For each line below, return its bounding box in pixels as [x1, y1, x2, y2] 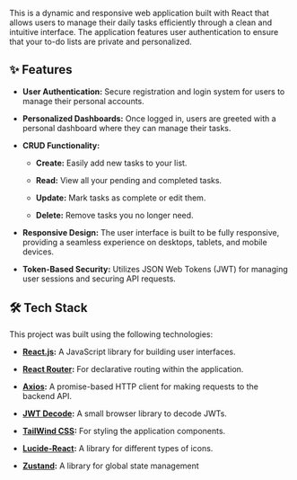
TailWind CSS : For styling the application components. [22, 425, 226, 436]
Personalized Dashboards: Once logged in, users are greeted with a [22, 112, 276, 124]
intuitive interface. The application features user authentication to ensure [9, 27, 279, 37]
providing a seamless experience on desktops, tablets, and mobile [22, 236, 267, 247]
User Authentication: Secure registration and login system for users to [22, 85, 285, 97]
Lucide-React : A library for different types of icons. [22, 442, 214, 453]
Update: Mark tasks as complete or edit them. [35, 192, 206, 203]
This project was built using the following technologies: [9, 328, 214, 340]
